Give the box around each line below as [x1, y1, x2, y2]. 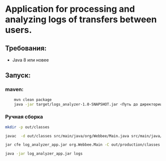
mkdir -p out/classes [5, 125, 50, 129]
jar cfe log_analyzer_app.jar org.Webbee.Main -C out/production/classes [5, 142, 161, 147]
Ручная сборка [5, 113, 43, 120]
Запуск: [5, 71, 31, 80]
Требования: [5, 44, 47, 52]
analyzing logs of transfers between [5, 14, 157, 25]
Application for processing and [5, 3, 135, 15]
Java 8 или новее [12, 57, 49, 63]
